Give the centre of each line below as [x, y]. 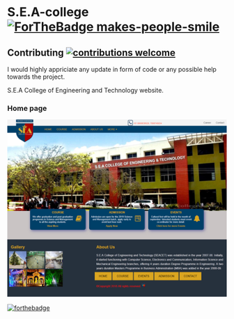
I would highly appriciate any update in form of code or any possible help [112, 69]
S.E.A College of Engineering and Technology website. [85, 90]
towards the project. [36, 77]
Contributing [36, 53]
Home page [27, 108]
